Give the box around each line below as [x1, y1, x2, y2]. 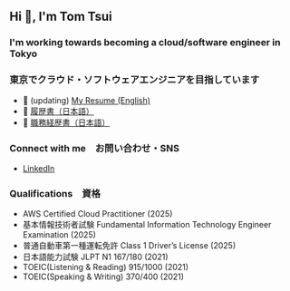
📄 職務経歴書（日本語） [22, 117, 111, 128]
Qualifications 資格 [9, 187, 101, 199]
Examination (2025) [22, 229, 97, 240]
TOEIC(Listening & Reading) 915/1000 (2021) [22, 262, 188, 273]
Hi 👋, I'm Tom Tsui [9, 9, 113, 24]
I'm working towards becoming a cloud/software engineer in [9, 36, 281, 49]
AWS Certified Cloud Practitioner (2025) [22, 209, 173, 219]
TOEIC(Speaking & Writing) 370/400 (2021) [22, 271, 184, 282]
